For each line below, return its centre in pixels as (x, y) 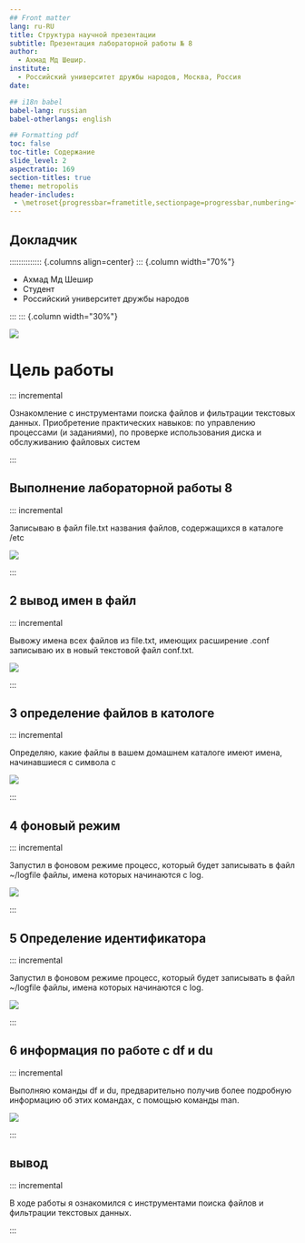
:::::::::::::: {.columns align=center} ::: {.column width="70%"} (122, 261)
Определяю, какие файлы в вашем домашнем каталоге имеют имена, (146, 753)
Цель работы (62, 370)
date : (20, 86)
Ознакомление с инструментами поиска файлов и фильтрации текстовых (152, 413)
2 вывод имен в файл (73, 601)
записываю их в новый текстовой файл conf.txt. (102, 650)
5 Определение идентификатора (108, 938)
